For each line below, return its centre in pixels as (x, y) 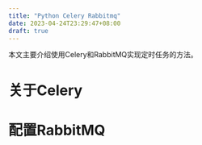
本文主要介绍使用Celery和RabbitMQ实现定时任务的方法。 (103, 55)
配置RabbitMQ (57, 130)
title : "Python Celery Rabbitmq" (65, 16)
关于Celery (46, 90)
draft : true (28, 31)
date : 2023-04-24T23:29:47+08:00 (65, 23)
